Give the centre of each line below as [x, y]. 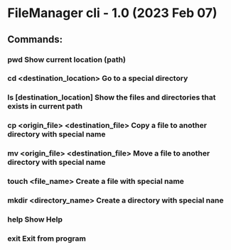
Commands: [35, 39]
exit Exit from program [47, 238]
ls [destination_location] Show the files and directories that [112, 97]
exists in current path [45, 107]
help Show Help [35, 219]
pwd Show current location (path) [67, 60]
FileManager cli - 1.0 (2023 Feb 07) [113, 13]
